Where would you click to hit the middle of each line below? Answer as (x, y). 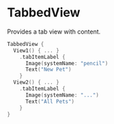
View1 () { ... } (36, 50)
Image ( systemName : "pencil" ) (67, 63)
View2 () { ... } (36, 83)
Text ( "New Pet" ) (48, 70)
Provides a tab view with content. (54, 32)
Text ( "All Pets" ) (50, 101)
